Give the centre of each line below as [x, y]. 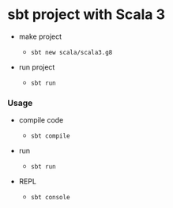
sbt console [50, 198]
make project [40, 36]
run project [37, 67]
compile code [41, 120]
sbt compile [50, 136]
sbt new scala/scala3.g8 [71, 52]
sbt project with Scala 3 [86, 15]
